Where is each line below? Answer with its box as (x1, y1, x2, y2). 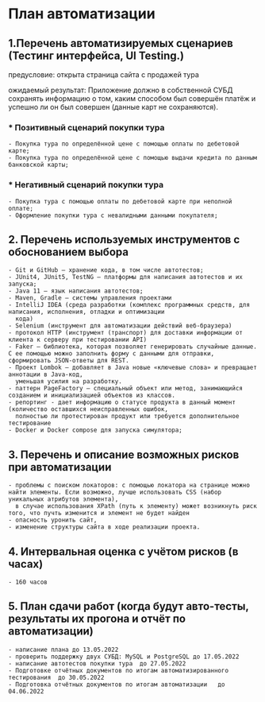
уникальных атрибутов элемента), (8, 495, 119, 503)
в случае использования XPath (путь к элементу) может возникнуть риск (15, 502, 258, 510)
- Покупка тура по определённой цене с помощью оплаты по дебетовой (8, 140, 240, 148)
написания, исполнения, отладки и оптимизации (8, 308, 165, 316)
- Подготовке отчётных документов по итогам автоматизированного (8, 666, 229, 674)
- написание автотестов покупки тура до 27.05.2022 (8, 659, 186, 668)
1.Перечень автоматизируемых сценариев (8, 37, 233, 50)
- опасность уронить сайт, (8, 516, 98, 525)
